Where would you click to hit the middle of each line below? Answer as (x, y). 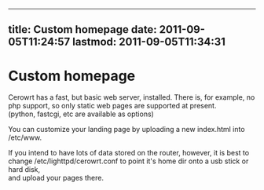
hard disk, (24, 170)
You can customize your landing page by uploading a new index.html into (126, 130)
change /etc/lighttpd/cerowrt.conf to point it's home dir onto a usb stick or (128, 161)
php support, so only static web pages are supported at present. (112, 106)
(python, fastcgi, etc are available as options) (81, 114)
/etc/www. (25, 137)
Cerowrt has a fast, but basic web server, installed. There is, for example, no (132, 97)
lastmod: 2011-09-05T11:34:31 (149, 42)
